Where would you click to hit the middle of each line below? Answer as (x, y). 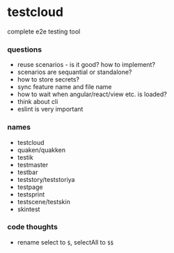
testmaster (33, 164)
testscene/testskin (44, 201)
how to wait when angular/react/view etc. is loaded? (92, 94)
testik (25, 157)
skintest (29, 209)
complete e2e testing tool (44, 31)
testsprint (31, 194)
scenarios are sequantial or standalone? (74, 72)
